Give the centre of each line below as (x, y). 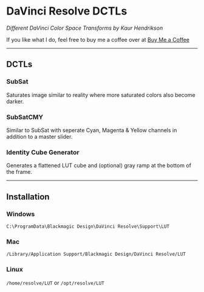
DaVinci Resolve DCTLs (67, 11)
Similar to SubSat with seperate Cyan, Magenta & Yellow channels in (92, 130)
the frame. (19, 172)
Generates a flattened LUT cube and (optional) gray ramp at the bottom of (99, 165)
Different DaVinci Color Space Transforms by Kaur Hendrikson (85, 28)
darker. (15, 101)
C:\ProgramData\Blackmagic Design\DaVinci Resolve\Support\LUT (88, 226)
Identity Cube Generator (43, 152)
